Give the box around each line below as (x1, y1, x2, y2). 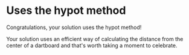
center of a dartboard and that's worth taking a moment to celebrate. (6, 42, 178, 49)
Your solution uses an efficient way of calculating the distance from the (6, 35, 184, 42)
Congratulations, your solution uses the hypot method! (6, 24, 142, 31)
